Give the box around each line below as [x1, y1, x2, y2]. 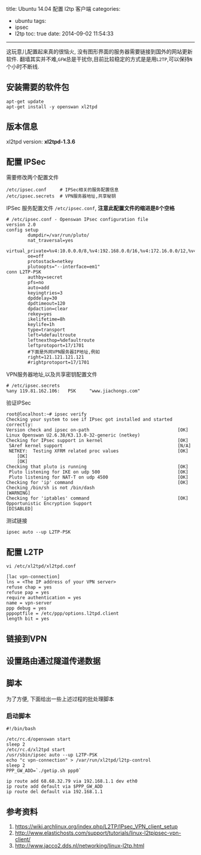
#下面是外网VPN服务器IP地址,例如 [28, 349, 100, 355]
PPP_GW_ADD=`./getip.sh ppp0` [6, 768, 82, 774]
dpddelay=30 [28, 295, 58, 301]
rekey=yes [28, 311, 52, 317]
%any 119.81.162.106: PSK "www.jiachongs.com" [6, 388, 141, 394]
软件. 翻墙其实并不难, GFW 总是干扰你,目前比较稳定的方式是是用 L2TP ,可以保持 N [6, 56, 193, 62]
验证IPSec [6, 399, 31, 406]
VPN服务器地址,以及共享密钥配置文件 [6, 371, 98, 378]
